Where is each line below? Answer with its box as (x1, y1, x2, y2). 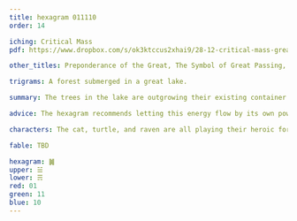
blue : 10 (9, 198, 42, 207)
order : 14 (9, 21, 46, 30)
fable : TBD (9, 141, 49, 150)
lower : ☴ (9, 173, 43, 182)
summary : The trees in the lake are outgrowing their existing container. (9, 94, 291, 103)
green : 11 (9, 190, 46, 199)
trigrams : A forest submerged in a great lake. (9, 77, 188, 87)
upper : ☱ (9, 165, 43, 174)
